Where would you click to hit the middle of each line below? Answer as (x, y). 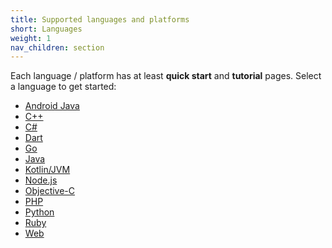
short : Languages (46, 29)
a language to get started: (63, 87)
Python (39, 212)
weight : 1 (31, 38)
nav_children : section (57, 47)
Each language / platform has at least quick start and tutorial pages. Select (166, 76)
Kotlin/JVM (47, 170)
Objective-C (50, 191)
